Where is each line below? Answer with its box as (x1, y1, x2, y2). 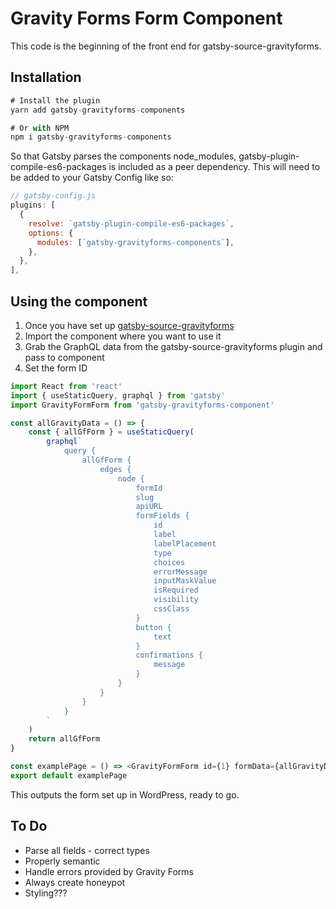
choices (153, 557, 186, 567)
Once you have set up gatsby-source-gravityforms (24, 319, 235, 331)
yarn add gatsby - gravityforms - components (10, 105, 186, 115)
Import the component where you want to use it (24, 330, 222, 342)
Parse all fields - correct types (24, 844, 150, 856)
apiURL (135, 502, 163, 512)
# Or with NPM (10, 123, 70, 133)
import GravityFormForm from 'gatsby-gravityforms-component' (10, 400, 275, 410)
